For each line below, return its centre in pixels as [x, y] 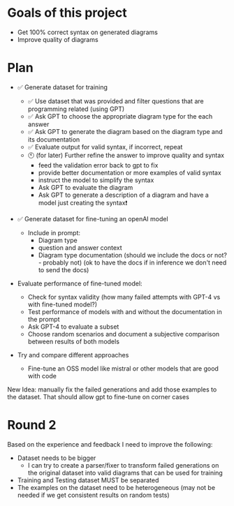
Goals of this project [67, 13]
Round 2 [32, 425]
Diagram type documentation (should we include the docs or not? [132, 255]
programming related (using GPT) [76, 109]
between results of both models [74, 341]
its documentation [54, 139]
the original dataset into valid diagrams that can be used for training [125, 472]
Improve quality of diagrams [58, 39]
